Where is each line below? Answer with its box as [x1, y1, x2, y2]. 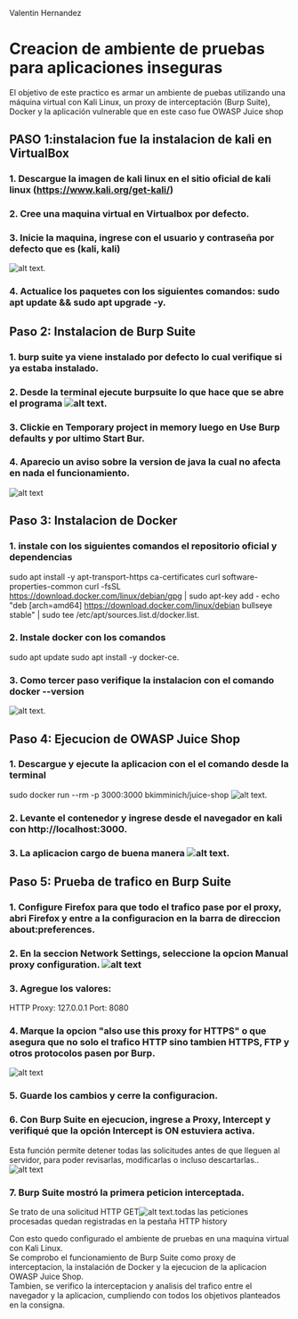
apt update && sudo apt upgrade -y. [9, 296, 166, 309]
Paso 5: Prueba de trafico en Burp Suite [9, 874, 231, 890]
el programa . [9, 397, 108, 409]
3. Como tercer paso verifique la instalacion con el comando [9, 673, 275, 686]
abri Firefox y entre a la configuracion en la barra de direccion [9, 911, 281, 924]
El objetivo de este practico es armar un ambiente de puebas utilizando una [9, 87, 286, 97]
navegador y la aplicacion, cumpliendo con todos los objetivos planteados [9, 1290, 281, 1300]
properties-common [9, 581, 83, 591]
